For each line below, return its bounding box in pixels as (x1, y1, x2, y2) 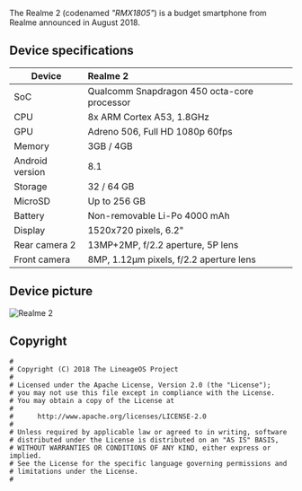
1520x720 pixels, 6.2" (87, 224, 184, 236)
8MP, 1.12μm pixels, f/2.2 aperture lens (87, 253, 256, 266)
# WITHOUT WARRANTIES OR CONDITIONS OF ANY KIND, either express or (9, 443, 271, 452)
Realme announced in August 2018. (9, 17, 141, 28)
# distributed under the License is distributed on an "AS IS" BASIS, (9, 435, 280, 445)
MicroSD (13, 195, 51, 207)
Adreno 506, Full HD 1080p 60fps (87, 125, 234, 137)
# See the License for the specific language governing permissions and (9, 460, 288, 469)
